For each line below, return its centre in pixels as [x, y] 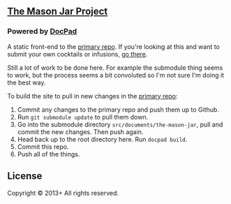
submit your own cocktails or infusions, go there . [77, 54]
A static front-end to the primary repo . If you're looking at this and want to [113, 46]
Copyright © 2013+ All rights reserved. [63, 193]
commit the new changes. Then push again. [80, 131]
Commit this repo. [43, 147]
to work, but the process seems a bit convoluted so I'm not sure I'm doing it [116, 75]
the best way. [27, 82]
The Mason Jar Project [58, 12]
